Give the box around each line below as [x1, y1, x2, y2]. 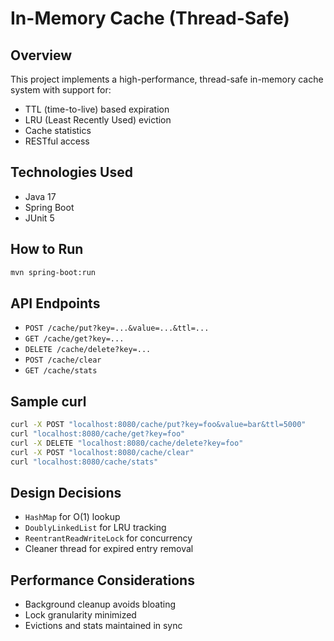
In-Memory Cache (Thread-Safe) [10, 7, 290, 30]
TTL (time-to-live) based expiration [24, 103, 170, 115]
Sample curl [10, 393, 87, 410]
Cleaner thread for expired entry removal [24, 543, 194, 555]
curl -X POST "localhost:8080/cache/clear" [10, 447, 195, 457]
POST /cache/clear [24, 355, 102, 366]
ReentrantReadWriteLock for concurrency [24, 532, 193, 544]
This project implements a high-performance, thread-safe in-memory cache [10, 73, 324, 85]
